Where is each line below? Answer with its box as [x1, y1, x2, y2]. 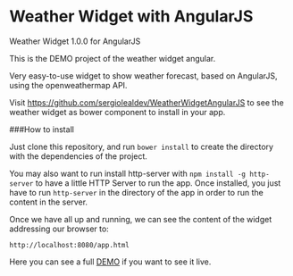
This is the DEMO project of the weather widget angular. [9, 53, 216, 63]
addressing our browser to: [9, 223, 109, 234]
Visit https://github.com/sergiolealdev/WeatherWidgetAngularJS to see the [9, 96, 284, 108]
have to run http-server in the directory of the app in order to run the [9, 187, 264, 197]
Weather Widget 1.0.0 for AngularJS [9, 36, 141, 46]
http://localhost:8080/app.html [9, 240, 130, 249]
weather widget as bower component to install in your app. [9, 106, 226, 117]
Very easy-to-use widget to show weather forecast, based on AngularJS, [9, 70, 279, 81]
